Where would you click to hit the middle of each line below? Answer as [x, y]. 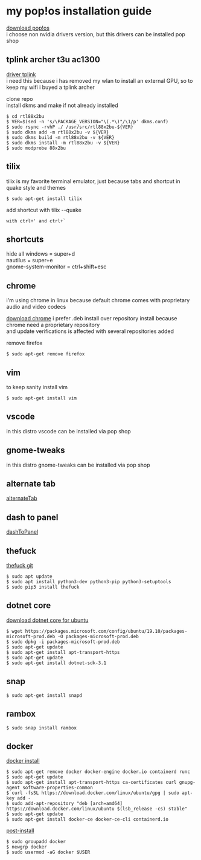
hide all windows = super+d [41, 254]
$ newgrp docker [27, 847]
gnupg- [187, 783]
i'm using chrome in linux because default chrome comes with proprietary [98, 300]
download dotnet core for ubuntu [47, 620]
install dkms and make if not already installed [62, 105]
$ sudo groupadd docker [36, 842]
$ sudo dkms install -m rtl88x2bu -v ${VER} [63, 143]
